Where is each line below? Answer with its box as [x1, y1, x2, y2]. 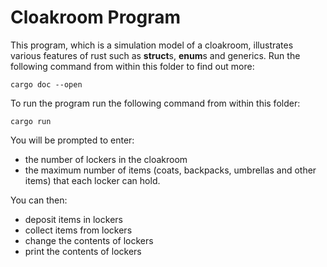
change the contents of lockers [24, 234, 154, 246]
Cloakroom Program [10, 6, 182, 29]
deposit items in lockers [24, 213, 123, 225]
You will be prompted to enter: [10, 134, 135, 146]
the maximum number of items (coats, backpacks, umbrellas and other [24, 164, 317, 176]
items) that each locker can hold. [24, 174, 161, 186]
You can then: [10, 194, 68, 206]
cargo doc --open [10, 79, 83, 90]
